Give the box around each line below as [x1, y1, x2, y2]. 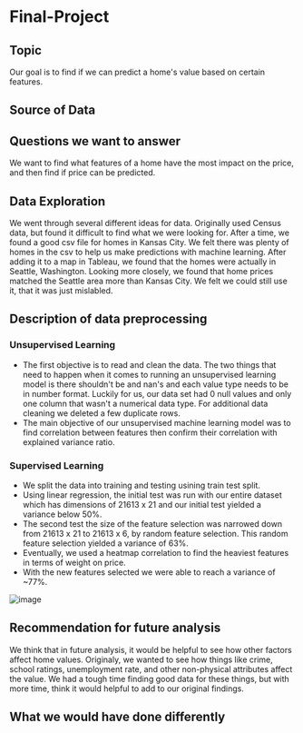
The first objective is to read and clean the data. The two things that [22, 359, 277, 370]
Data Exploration [9, 193, 106, 209]
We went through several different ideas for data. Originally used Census [9, 218, 281, 229]
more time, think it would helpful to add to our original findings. [9, 683, 245, 694]
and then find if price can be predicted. [9, 167, 156, 178]
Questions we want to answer [9, 134, 181, 149]
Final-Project [9, 6, 110, 27]
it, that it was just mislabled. [9, 285, 113, 296]
